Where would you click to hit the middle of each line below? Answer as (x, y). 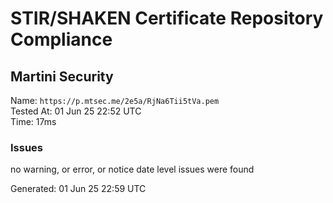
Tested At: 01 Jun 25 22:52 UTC (76, 111)
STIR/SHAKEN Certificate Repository (167, 18)
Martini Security (62, 76)
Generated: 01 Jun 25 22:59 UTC (78, 189)
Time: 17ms (33, 121)
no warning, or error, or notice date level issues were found (132, 169)
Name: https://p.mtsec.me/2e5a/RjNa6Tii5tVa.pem (115, 100)
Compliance (61, 39)
